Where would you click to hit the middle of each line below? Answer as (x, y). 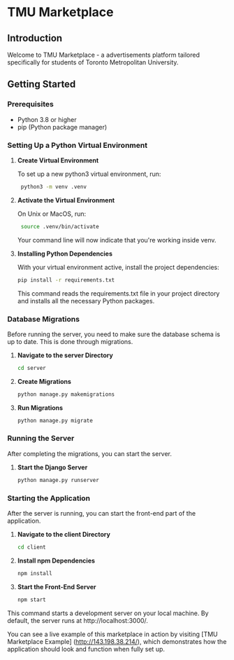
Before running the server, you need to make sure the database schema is (114, 334)
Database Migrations (44, 319)
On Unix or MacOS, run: (51, 214)
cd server (32, 368)
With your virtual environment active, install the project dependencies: (118, 267)
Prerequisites (30, 104)
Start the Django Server (52, 467)
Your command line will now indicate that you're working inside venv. (117, 240)
